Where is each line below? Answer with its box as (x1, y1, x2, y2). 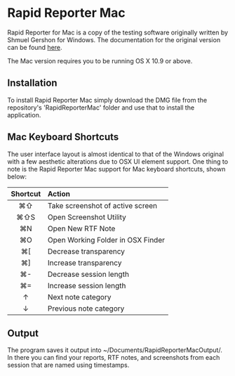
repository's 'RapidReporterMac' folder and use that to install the (7, 103, 195, 112)
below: (7, 172, 27, 181)
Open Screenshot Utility (48, 212, 126, 222)
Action (48, 188, 70, 198)
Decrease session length (48, 269, 130, 279)
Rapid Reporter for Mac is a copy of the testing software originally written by (7, 28, 229, 37)
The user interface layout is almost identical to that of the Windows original (7, 150, 224, 158)
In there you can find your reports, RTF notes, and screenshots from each (7, 354, 220, 362)
